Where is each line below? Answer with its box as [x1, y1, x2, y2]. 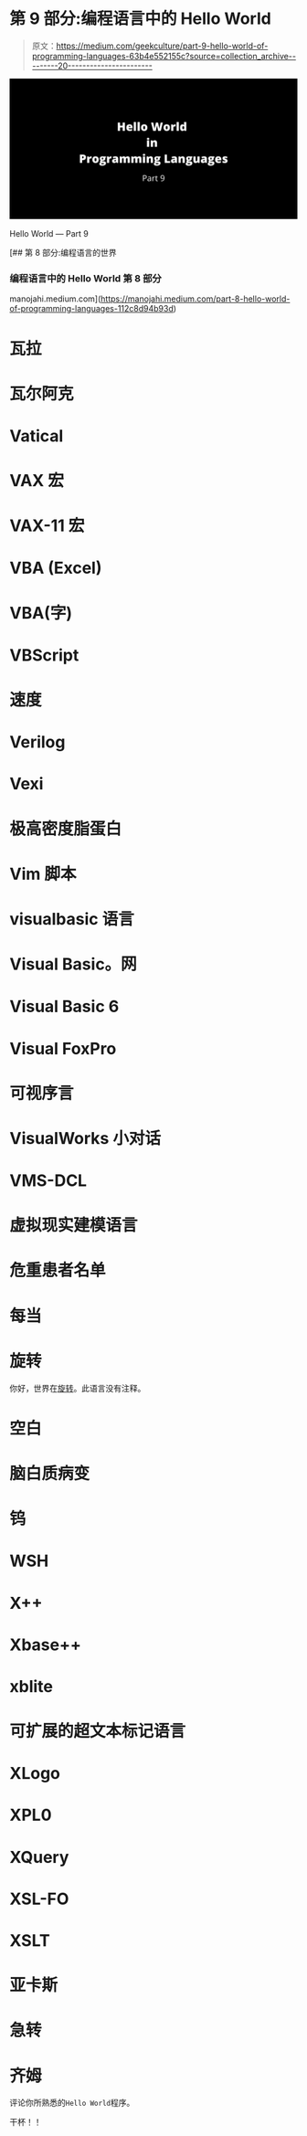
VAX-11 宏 [9, 515, 85, 536]
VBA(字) [9, 602, 73, 623]
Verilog [9, 732, 66, 753]
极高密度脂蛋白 [9, 819, 122, 839]
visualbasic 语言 [9, 908, 134, 929]
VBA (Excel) [9, 558, 102, 578]
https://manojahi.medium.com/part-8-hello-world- [100, 293, 291, 304]
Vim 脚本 [9, 863, 77, 884]
